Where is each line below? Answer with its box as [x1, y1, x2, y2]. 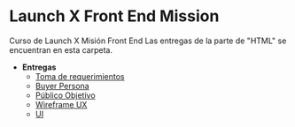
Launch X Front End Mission [9, 6, 220, 26]
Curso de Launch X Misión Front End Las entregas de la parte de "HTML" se [9, 35, 287, 46]
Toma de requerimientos [35, 71, 125, 81]
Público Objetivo [35, 90, 96, 101]
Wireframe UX [35, 99, 88, 109]
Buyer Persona [35, 80, 90, 91]
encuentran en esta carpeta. [9, 44, 113, 55]
